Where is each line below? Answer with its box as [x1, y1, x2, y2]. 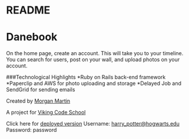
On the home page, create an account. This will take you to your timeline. [6, 50, 184, 57]
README [6, 4, 51, 17]
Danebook [6, 30, 58, 44]
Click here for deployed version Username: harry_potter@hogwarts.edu [6, 120, 180, 127]
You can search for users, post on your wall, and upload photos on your [6, 56, 180, 63]
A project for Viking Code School [6, 109, 86, 116]
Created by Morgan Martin [6, 97, 71, 104]
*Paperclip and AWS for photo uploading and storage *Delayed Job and [6, 80, 181, 87]
